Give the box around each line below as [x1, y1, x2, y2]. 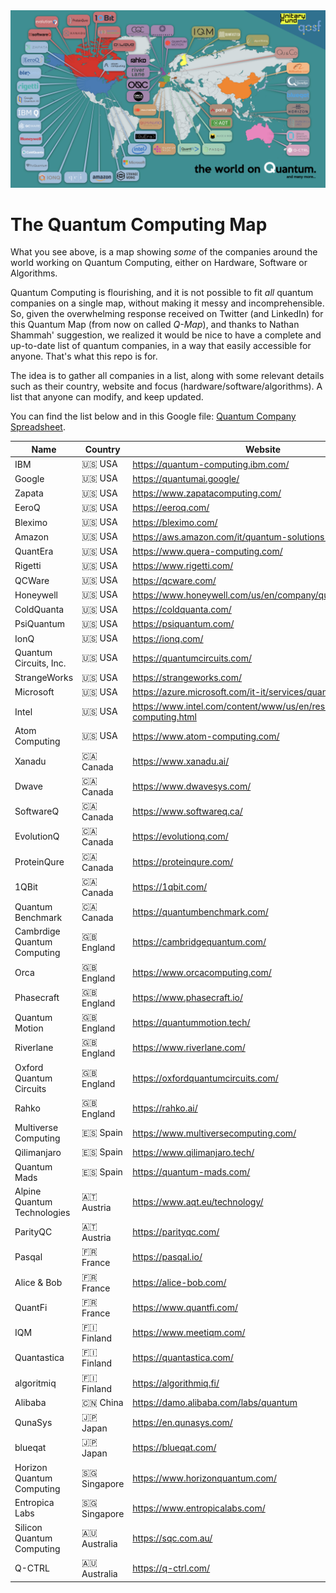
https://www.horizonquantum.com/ [132, 1472, 277, 1484]
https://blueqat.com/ [132, 1442, 217, 1454]
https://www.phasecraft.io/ [132, 991, 243, 1003]
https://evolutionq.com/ [132, 830, 229, 843]
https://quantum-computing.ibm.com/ [132, 458, 290, 470]
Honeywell [14, 589, 58, 601]
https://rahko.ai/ [132, 1102, 198, 1114]
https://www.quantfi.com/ [132, 1301, 238, 1313]
